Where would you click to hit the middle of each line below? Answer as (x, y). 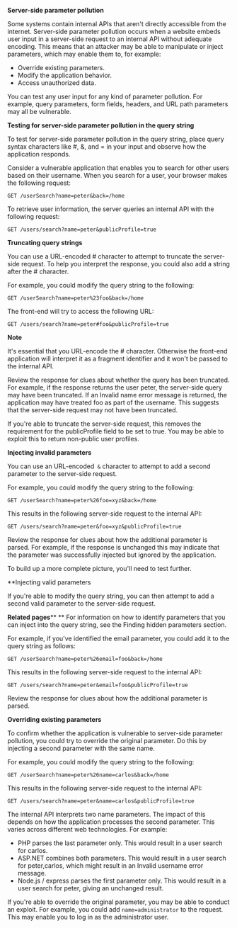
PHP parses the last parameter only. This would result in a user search (120, 843)
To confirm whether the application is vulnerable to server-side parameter (115, 733)
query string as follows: (42, 646)
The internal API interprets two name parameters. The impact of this (106, 814)
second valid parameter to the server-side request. (81, 604)
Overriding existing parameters (54, 719)
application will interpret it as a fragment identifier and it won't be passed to (117, 358)
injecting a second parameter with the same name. (81, 748)
